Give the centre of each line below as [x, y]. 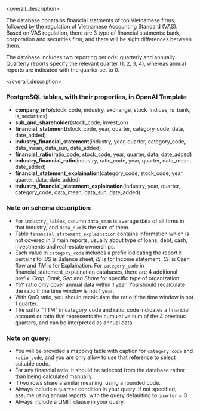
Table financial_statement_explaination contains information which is [102, 234]
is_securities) [31, 116]
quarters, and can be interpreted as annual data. [74, 323]
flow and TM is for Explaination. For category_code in [79, 265]
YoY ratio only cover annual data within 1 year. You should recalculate [100, 284]
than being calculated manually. [54, 376]
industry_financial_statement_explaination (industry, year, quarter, [98, 186]
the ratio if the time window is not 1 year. [64, 291]
